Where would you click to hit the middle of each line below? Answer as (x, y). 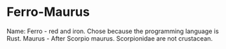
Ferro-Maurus (48, 12)
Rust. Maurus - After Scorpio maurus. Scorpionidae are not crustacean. (110, 38)
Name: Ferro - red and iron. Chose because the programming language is (113, 31)
